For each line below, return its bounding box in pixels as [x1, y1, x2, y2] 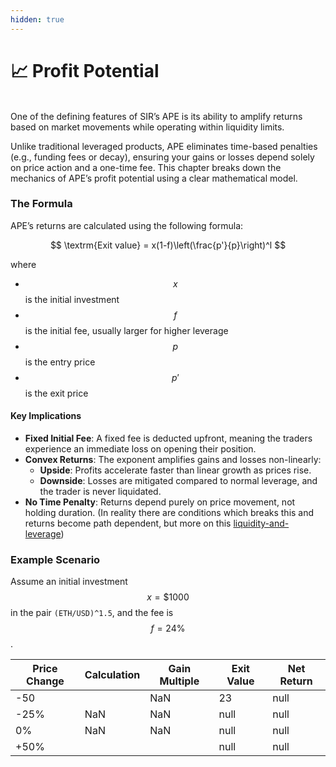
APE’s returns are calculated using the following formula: [10, 219, 244, 231]
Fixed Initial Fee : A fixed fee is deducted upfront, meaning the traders [24, 432, 313, 445]
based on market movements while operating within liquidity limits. [10, 121, 285, 133]
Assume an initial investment [10, 576, 128, 588]
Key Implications [10, 410, 82, 422]
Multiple [159, 674, 200, 688]
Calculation [84, 668, 141, 682]
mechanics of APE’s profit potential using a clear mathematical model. [10, 172, 298, 184]
